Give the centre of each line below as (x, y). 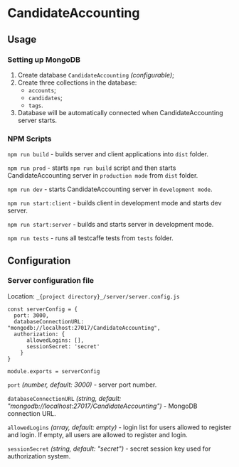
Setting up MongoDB (44, 60)
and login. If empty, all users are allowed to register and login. (98, 434)
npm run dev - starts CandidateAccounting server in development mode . (110, 189)
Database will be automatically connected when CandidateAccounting (120, 112)
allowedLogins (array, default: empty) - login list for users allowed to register (119, 427)
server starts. (37, 120)
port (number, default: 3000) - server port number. (82, 385)
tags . (36, 105)
